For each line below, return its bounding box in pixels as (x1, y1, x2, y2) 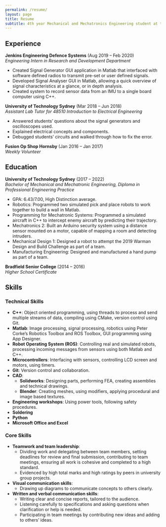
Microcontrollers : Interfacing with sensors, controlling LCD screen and (12, 357, 157, 363)
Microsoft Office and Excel (12, 420, 68, 426)
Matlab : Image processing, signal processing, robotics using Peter (12, 325, 148, 331)
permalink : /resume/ (5, 7, 48, 12)
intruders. (12, 233, 33, 239)
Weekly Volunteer (5, 149, 41, 155)
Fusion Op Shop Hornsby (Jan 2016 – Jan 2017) (5, 144, 103, 149)
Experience (5, 39, 41, 48)
